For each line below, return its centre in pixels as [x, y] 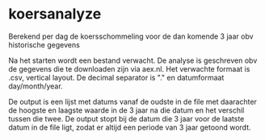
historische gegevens [44, 44]
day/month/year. [36, 86]
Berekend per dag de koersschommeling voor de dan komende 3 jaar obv [131, 36]
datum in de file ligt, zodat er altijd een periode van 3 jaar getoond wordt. [130, 127]
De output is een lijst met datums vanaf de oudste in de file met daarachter [132, 101]
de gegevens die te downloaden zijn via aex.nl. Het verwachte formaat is [129, 68]
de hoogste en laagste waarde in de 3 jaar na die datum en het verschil [126, 110]
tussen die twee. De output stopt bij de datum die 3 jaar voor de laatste [126, 118]
